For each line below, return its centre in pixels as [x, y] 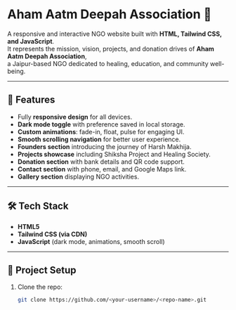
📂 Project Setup [42, 270]
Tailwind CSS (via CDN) [52, 234]
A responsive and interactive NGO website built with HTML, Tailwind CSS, [115, 34]
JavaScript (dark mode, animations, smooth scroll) [91, 241]
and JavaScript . [31, 41]
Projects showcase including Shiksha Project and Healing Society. [114, 154]
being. [17, 71]
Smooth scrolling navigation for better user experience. [99, 139]
